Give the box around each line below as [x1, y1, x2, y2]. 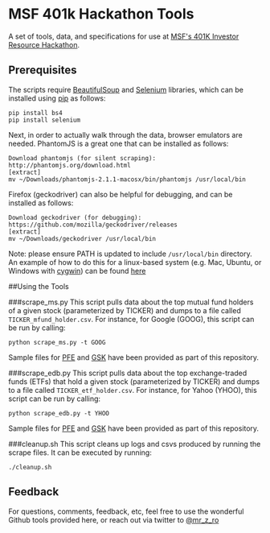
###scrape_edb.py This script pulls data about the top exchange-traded [8, 368, 247, 378]
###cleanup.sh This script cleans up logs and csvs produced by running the [8, 439, 261, 448]
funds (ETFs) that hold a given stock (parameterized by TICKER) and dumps [8, 376, 260, 386]
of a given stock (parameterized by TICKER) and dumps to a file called [8, 305, 241, 315]
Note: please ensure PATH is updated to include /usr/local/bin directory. [8, 249, 252, 258]
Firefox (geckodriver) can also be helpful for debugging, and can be [8, 189, 233, 199]
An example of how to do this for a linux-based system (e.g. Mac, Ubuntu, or [8, 257, 262, 266]
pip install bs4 [8, 109, 63, 117]
